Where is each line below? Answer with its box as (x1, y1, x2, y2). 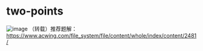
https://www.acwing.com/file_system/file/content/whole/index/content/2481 (6, 32, 197, 39)
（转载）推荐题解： (29, 25, 78, 32)
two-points (6, 4, 64, 18)
